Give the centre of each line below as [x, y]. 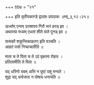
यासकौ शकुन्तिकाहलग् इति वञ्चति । [33, 41]
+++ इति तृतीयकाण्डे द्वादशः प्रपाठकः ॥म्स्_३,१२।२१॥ [47, 17]
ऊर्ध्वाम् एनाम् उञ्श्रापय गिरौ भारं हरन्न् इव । [37, 26]
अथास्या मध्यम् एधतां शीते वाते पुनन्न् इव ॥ [36, 32]
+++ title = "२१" [21, 7]
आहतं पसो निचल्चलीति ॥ [24, 47]
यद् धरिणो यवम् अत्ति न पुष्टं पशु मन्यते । [35, 71]
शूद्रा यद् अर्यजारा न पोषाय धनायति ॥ [32, 77]
